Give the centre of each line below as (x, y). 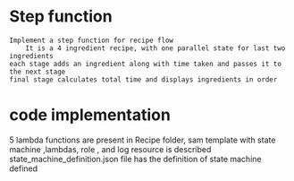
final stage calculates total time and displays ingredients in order (143, 79)
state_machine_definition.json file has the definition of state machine (135, 159)
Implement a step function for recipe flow (92, 40)
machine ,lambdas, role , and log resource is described (110, 149)
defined (24, 168)
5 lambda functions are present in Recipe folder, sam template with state (143, 140)
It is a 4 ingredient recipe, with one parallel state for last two (155, 48)
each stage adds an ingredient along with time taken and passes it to (145, 64)
